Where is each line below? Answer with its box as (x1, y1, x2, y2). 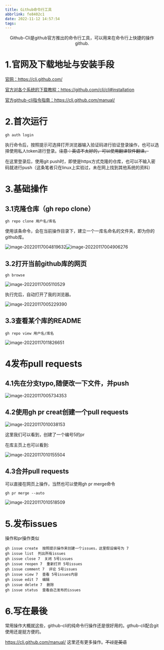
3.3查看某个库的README (5, 317, 82, 325)
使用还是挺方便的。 (5, 629, 44, 635)
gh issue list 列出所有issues (5, 551, 66, 556)
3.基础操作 (5, 183, 48, 195)
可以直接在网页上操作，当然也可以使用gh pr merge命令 (5, 481, 116, 487)
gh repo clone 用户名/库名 (5, 219, 56, 224)
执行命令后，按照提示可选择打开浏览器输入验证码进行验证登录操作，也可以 (5, 142, 155, 148)
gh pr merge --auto (5, 491, 45, 496)
